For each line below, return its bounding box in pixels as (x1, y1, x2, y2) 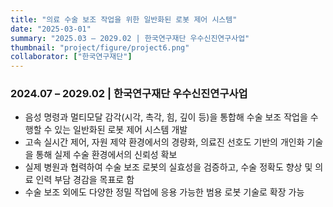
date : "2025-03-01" (10, 24, 92, 34)
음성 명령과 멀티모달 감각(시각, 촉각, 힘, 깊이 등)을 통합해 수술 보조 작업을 (24, 111, 308, 123)
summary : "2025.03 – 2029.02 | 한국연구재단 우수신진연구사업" (10, 33, 250, 43)
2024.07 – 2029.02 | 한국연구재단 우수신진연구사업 (10, 87, 248, 101)
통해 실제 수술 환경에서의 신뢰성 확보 (35, 149, 178, 161)
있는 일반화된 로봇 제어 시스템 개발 (54, 124, 188, 136)
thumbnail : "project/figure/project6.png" (10, 42, 190, 53)
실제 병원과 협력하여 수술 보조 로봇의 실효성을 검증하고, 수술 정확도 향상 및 (24, 161, 313, 173)
